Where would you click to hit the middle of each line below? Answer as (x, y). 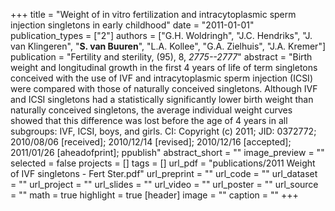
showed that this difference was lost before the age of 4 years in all (149, 120)
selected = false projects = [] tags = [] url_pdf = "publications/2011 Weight (163, 163)
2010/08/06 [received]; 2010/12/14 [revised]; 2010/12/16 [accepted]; (151, 142)
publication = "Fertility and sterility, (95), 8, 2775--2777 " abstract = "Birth (161, 57)
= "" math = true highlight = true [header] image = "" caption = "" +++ (154, 195)
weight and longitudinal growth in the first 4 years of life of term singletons (164, 67)
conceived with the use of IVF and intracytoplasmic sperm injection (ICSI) (161, 78)
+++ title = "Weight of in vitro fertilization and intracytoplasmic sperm (153, 14)
